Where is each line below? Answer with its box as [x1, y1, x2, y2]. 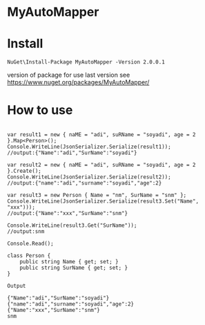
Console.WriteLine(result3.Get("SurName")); [7, 222, 137, 229]
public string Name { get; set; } [19, 259, 119, 266]
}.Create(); [7, 167, 41, 175]
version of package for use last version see [7, 71, 130, 80]
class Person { [7, 252, 51, 259]
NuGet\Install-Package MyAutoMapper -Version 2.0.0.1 [7, 59, 166, 66]
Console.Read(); [7, 240, 54, 248]
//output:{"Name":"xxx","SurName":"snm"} [7, 210, 128, 217]
